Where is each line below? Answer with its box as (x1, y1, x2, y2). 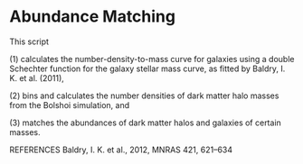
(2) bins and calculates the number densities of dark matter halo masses (9, 90, 279, 101)
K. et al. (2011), (9, 72, 65, 83)
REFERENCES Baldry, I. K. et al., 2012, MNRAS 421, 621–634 (9, 144, 233, 155)
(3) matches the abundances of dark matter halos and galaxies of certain (9, 117, 282, 128)
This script (9, 36, 50, 47)
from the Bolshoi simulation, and (9, 99, 129, 110)
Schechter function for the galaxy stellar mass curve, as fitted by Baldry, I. (9, 63, 286, 74)
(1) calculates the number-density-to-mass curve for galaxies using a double (9, 53, 295, 64)
